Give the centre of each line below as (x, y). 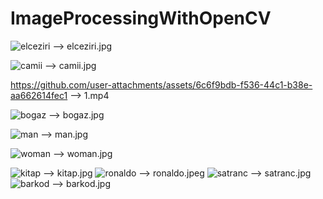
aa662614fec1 (39, 95)
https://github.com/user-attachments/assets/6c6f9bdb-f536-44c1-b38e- (161, 84)
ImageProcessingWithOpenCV (141, 18)
